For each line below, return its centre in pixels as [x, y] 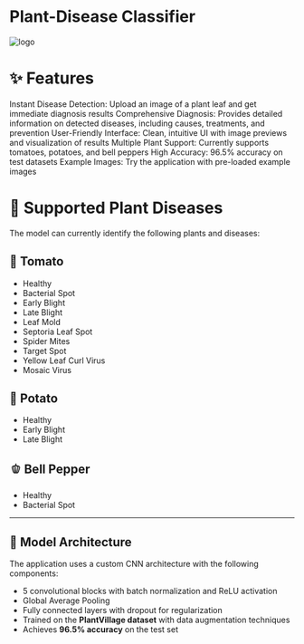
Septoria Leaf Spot [57, 332]
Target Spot [44, 351]
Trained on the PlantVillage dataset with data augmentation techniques [156, 620]
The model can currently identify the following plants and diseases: [135, 233]
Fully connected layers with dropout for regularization [123, 610]
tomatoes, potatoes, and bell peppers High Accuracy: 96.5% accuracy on [146, 152]
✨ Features [52, 78]
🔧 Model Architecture [71, 542]
